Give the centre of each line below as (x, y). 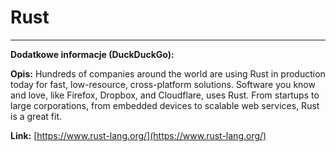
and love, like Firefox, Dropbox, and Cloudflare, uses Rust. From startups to (165, 95)
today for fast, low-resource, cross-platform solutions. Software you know (163, 84)
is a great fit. (36, 116)
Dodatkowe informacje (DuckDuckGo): (92, 54)
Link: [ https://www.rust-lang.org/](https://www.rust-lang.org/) (138, 135)
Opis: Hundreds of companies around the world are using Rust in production (168, 73)
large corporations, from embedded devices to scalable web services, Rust (165, 105)
